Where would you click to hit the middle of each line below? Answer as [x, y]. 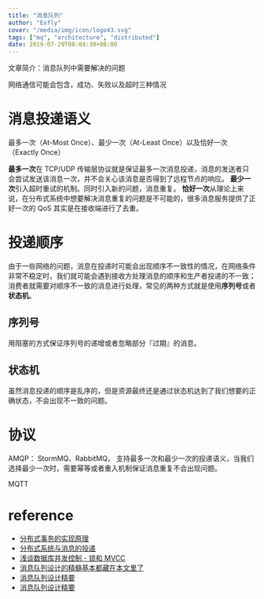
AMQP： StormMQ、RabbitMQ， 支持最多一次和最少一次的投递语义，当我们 [131, 458]
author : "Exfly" [35, 23]
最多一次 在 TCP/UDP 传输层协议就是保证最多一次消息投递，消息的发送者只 [129, 169]
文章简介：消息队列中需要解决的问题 [67, 68]
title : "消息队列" [36, 15]
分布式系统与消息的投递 [57, 548]
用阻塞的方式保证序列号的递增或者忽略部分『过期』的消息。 [104, 343]
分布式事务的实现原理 [54, 538]
